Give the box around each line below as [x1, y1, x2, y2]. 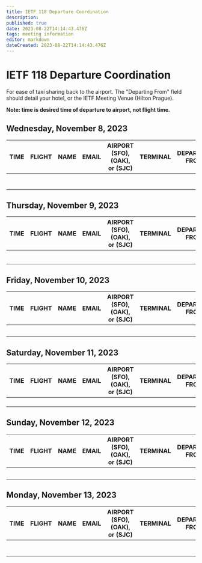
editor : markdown [6, 37, 50, 43]
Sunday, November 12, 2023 [6, 418, 115, 428]
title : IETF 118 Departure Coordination [6, 8, 109, 15]
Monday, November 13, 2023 [6, 490, 117, 501]
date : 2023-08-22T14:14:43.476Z [6, 25, 87, 32]
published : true [6, 20, 47, 26]
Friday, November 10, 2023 [6, 275, 110, 285]
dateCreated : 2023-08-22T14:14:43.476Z [6, 43, 106, 49]
